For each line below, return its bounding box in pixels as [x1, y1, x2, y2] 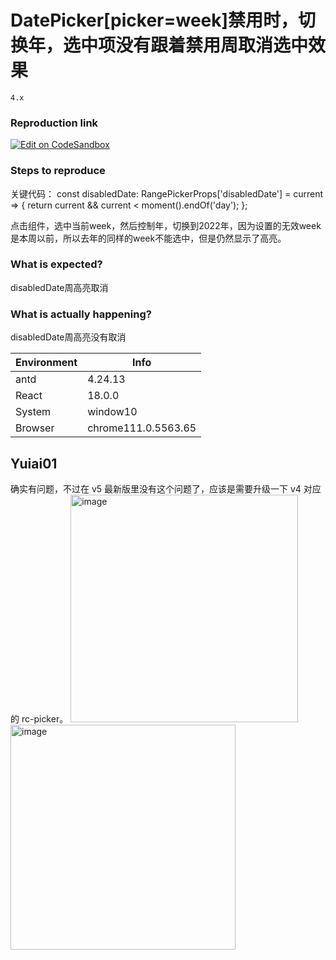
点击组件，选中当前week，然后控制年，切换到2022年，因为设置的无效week [10, 219, 322, 231]
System [15, 405, 52, 419]
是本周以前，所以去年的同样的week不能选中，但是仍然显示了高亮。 [10, 232, 287, 244]
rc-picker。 [21, 712, 69, 725]
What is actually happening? [10, 307, 152, 321]
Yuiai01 [10, 455, 58, 472]
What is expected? [10, 257, 103, 271]
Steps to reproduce [10, 164, 106, 178]
